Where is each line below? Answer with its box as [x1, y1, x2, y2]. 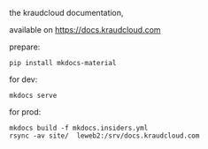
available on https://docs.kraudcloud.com [9, 25, 161, 34]
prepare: [9, 41, 41, 52]
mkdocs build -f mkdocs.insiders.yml [9, 123, 149, 132]
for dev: [9, 74, 38, 85]
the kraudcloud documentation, [9, 8, 124, 18]
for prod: [9, 107, 42, 117]
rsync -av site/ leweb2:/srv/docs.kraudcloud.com [9, 131, 200, 140]
